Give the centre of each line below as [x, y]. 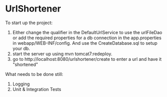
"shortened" [25, 64]
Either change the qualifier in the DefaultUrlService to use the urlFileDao [87, 32]
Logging [21, 84]
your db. [21, 48]
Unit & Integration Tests [37, 89]
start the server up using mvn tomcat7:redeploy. [62, 54]
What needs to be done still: [34, 74]
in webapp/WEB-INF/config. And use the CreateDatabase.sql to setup [85, 43]
